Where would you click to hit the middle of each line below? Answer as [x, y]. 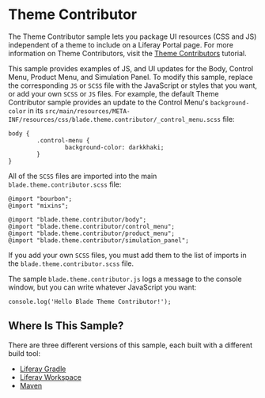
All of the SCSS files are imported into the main [83, 176]
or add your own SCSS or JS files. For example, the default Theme [114, 93]
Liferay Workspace [50, 377]
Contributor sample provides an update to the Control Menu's [108, 102]
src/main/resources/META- [87, 111]
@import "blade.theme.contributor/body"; [78, 219]
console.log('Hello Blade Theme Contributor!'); [90, 301]
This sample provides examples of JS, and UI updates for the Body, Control [131, 68]
